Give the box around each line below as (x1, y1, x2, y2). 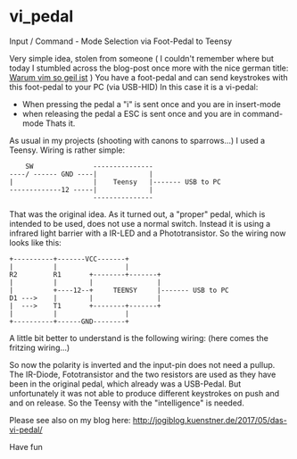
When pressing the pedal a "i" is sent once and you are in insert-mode (21, 98, 281, 109)
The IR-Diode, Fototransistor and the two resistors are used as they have (9, 369, 276, 380)
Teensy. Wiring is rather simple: (9, 145, 126, 155)
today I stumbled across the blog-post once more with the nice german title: (9, 63, 289, 73)
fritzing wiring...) (9, 342, 70, 353)
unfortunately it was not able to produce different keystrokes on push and (9, 388, 280, 398)
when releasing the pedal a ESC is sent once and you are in (21, 108, 241, 119)
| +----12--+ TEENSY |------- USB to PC (9, 286, 229, 295)
